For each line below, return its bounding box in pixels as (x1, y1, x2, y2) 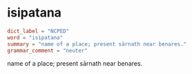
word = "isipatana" (7, 34, 64, 41)
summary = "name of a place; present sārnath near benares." (7, 40, 187, 48)
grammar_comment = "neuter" (7, 47, 88, 54)
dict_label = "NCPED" (7, 28, 70, 35)
